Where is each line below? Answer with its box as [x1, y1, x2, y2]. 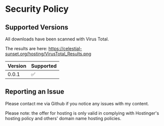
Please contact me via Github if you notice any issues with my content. [5, 100, 149, 106]
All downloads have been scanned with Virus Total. [5, 36, 109, 42]
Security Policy [5, 3, 69, 15]
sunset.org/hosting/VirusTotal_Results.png [5, 51, 91, 57]
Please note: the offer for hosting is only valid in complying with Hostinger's [5, 110, 160, 116]
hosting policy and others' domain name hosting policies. [5, 115, 122, 121]
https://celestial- [48, 46, 82, 51]
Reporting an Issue [5, 88, 65, 96]
